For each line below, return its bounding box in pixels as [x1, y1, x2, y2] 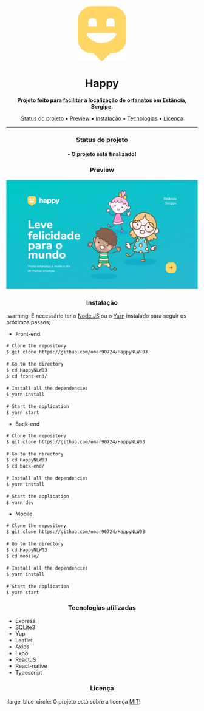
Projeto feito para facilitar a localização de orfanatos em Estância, [17, 97, 187, 104]
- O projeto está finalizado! [67, 151, 137, 158]
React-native [15, 662, 47, 670]
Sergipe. [90, 103, 114, 110]
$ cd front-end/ [6, 373, 47, 379]
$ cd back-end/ [6, 463, 45, 469]
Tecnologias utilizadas [67, 604, 137, 612]
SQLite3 [15, 624, 36, 631]
